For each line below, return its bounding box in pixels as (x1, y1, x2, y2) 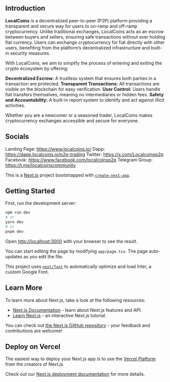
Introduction (5, 4, 46, 13)
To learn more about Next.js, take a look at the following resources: (5, 297, 146, 303)
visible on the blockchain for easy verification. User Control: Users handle (5, 86, 161, 92)
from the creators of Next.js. (5, 361, 64, 367)
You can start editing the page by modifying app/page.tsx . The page (5, 248, 148, 254)
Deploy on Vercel (5, 342, 61, 351)
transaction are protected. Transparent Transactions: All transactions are (5, 80, 160, 87)
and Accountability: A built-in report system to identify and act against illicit (5, 97, 165, 103)
